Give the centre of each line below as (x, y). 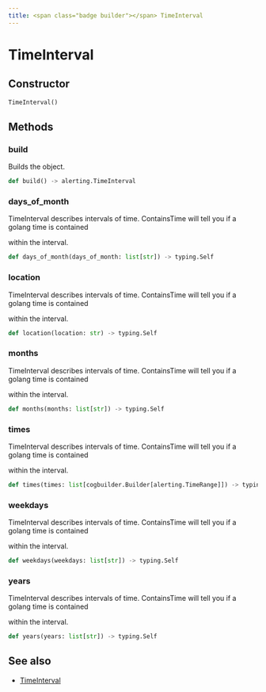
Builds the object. (37, 166)
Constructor (39, 84)
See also (30, 661)
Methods (31, 126)
